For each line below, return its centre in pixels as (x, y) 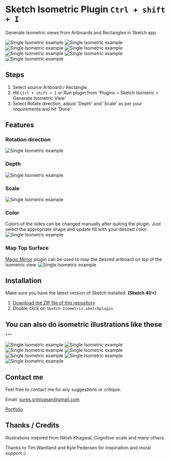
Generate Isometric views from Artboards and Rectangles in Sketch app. (81, 32)
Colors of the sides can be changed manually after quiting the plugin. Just (83, 224)
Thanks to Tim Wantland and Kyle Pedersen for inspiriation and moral (78, 447)
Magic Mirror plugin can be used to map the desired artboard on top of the (84, 259)
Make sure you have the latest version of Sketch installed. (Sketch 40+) (81, 293)
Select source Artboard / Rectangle (50, 87)
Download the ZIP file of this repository (54, 303)
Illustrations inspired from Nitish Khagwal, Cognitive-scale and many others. (85, 437)
